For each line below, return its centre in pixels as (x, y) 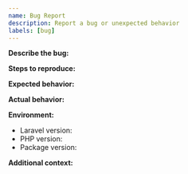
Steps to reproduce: (42, 69)
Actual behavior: (37, 100)
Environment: (31, 115)
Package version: (48, 148)
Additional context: (41, 163)
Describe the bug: (39, 53)
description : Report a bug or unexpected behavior (94, 23)
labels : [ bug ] (32, 30)
